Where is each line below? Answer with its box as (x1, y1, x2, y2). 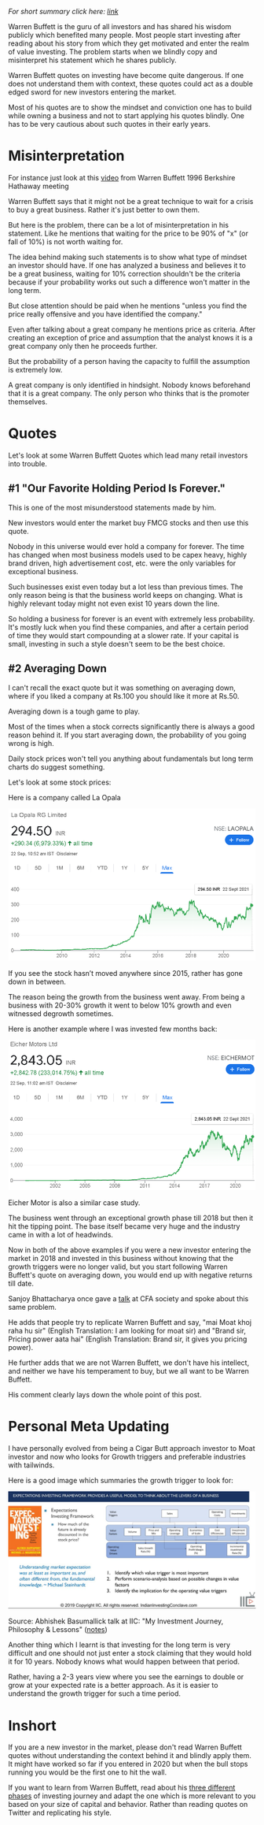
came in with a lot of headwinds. (8, 1230, 114, 1239)
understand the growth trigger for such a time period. (8, 1689, 181, 1698)
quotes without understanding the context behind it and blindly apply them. (8, 1751, 251, 1760)
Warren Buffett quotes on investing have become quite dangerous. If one (8, 71, 244, 80)
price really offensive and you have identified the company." (8, 309, 203, 318)
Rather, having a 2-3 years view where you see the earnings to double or (8, 1672, 244, 1682)
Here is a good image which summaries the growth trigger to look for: (8, 1475, 233, 1485)
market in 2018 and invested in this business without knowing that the (8, 1253, 234, 1263)
